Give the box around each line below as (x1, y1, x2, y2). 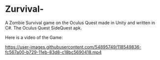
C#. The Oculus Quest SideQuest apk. (5, 25, 82, 30)
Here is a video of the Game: (5, 34, 63, 40)
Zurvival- (5, 3, 44, 15)
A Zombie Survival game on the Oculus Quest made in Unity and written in (5, 20, 156, 26)
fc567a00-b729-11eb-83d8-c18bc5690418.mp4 (5, 49, 102, 55)
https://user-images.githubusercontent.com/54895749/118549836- (5, 44, 141, 50)
